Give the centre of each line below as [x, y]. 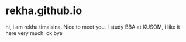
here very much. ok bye [34, 33]
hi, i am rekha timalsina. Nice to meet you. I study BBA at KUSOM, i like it [93, 27]
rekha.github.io [44, 11]
